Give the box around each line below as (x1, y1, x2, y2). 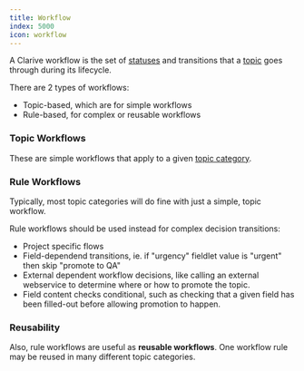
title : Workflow (9, 13, 71, 23)
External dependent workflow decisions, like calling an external (22, 269, 260, 280)
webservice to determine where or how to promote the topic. (22, 278, 250, 290)
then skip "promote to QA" (22, 259, 121, 270)
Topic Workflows (9, 132, 86, 145)
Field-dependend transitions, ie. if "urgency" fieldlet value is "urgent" (22, 250, 282, 261)
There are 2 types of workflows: (9, 83, 130, 93)
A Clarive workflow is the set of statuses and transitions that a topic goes (9, 55, 283, 66)
